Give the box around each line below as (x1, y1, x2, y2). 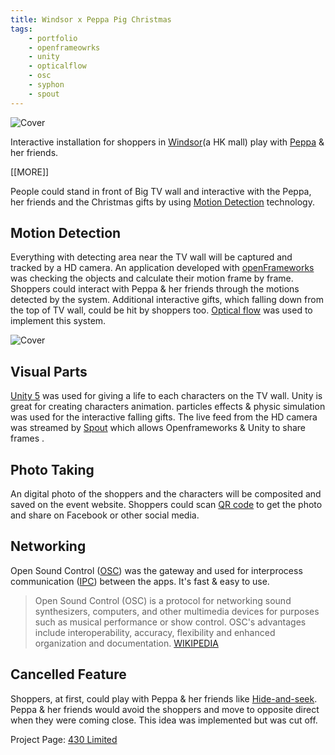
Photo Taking (10, 461, 95, 478)
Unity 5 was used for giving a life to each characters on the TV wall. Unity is (10, 390, 323, 402)
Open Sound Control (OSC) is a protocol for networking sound (34, 594, 292, 606)
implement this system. (10, 315, 107, 327)
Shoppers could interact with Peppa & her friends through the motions (10, 283, 300, 295)
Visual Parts (10, 363, 88, 380)
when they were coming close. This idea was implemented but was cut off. (10, 714, 318, 726)
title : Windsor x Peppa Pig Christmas (10, 14, 172, 25)
